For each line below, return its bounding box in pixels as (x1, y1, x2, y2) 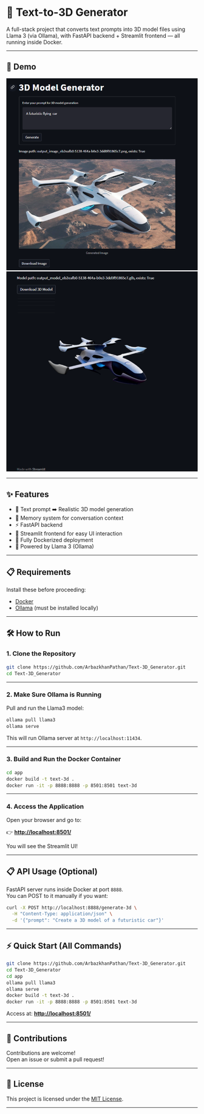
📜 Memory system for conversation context (15, 514, 124, 521)
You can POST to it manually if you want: (6, 892, 108, 899)
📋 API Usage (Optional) (6, 866, 98, 877)
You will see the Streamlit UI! (6, 842, 78, 849)
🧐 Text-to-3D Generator (6, 5, 128, 19)
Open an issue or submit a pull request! (6, 1056, 104, 1063)
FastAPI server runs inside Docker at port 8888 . (6, 886, 123, 893)
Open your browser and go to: (6, 816, 82, 823)
